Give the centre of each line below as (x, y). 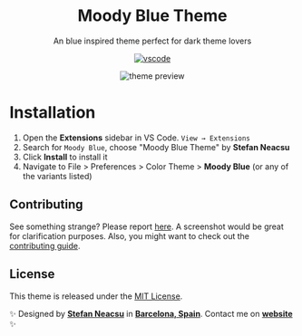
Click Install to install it (65, 157)
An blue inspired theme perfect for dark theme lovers (152, 41)
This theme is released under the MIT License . (96, 296)
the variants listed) (57, 176)
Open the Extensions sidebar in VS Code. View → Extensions (136, 138)
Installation (53, 113)
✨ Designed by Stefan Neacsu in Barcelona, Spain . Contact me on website (151, 313)
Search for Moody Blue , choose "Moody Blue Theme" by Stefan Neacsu (156, 147)
